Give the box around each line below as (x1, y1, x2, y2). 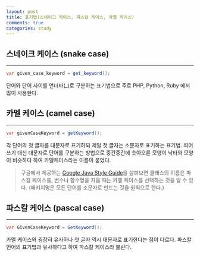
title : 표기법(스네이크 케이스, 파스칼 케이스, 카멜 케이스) (6, 14, 135, 20)
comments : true (6, 20, 44, 26)
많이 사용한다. (6, 89, 39, 96)
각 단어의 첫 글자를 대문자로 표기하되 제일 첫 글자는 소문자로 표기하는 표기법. (6, 141, 183, 148)
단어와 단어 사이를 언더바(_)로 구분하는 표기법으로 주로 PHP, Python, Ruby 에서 (6, 81, 190, 89)
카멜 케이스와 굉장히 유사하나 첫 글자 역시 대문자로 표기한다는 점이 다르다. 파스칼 (6, 236, 192, 244)
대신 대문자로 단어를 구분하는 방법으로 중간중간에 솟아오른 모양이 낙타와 (17, 149, 183, 156)
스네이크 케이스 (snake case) (6, 49, 110, 59)
